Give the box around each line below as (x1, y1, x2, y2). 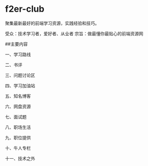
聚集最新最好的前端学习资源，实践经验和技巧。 (5, 20, 99, 26)
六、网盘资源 (5, 103, 31, 109)
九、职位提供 (5, 135, 31, 141)
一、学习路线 (5, 51, 31, 57)
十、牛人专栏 (5, 145, 31, 151)
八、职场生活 (5, 124, 31, 130)
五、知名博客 (5, 93, 31, 99)
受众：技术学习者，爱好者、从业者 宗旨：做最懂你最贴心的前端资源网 (5, 30, 143, 36)
